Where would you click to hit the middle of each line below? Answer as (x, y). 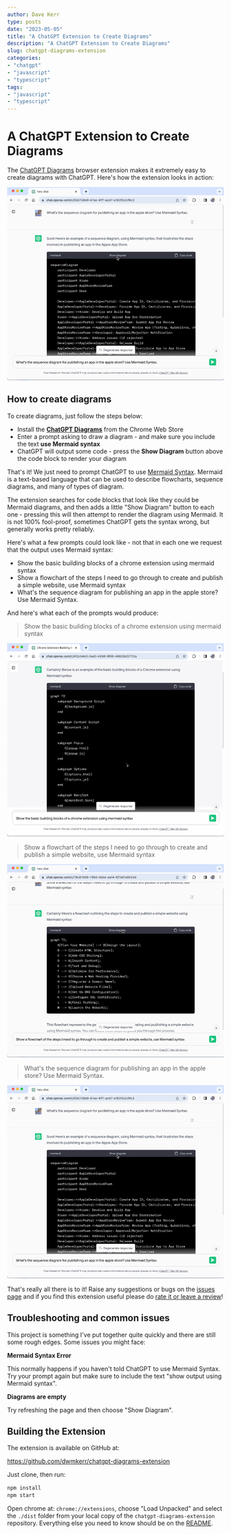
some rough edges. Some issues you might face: (76, 1342)
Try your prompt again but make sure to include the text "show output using (114, 1376)
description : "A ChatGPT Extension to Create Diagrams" (89, 44)
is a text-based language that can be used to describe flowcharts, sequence (115, 479)
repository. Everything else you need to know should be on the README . (110, 1523)
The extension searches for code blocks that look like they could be (103, 499)
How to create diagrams (59, 399)
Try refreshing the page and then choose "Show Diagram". (90, 1409)
